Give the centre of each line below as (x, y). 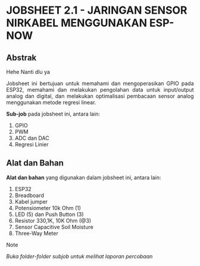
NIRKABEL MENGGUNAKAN (77, 23)
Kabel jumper (31, 201)
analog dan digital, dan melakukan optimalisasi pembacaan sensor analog (100, 96)
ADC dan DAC (32, 138)
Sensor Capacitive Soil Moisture (54, 227)
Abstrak (21, 57)
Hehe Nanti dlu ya (28, 72)
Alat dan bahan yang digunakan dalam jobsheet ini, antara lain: (84, 177)
